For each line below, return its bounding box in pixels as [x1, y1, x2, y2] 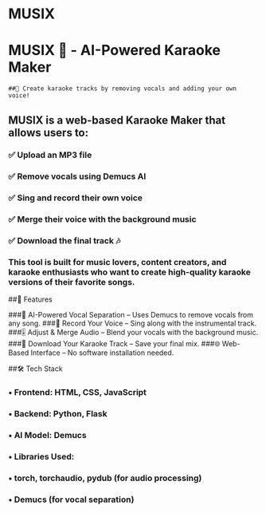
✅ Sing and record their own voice [8, 192, 143, 203]
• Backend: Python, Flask [8, 408, 108, 420]
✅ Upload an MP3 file [8, 149, 92, 160]
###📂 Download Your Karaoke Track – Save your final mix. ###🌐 [8, 339, 221, 349]
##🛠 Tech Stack [8, 364, 63, 373]
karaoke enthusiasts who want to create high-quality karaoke [8, 266, 251, 278]
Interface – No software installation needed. [30, 348, 174, 357]
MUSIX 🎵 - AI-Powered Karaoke [8, 41, 221, 60]
